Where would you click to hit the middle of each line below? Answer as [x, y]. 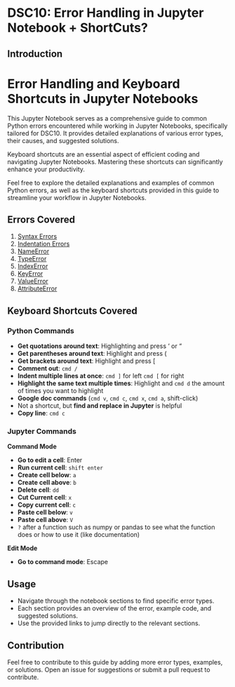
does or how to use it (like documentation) [79, 535]
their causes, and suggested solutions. [63, 140]
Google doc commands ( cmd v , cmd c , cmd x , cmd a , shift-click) [108, 399]
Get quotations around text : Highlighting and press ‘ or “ [100, 346]
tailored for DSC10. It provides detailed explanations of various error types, [115, 133]
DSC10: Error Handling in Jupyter [106, 13]
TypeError [32, 259]
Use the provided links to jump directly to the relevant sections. [109, 623]
